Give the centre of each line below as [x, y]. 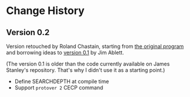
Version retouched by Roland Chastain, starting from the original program [95, 46]
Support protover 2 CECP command [59, 88]
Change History [45, 11]
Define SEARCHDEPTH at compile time [62, 81]
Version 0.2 [28, 32]
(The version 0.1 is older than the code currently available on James [88, 64]
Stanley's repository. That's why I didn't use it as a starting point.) [86, 70]
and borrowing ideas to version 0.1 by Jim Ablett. [65, 53]
